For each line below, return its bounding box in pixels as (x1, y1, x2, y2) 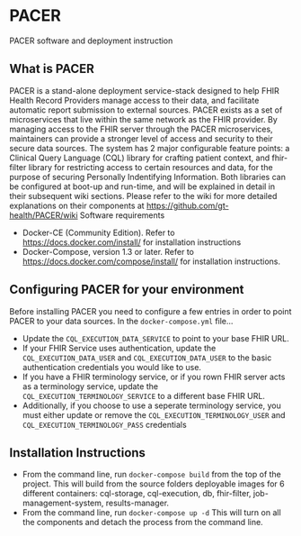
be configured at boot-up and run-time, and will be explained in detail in (9, 181, 276, 192)
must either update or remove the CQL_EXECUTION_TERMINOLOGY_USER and (22, 409, 286, 420)
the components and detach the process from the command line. (22, 517, 263, 528)
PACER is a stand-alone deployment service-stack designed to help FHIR (9, 85, 280, 95)
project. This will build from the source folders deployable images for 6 (22, 478, 285, 489)
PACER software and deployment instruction (9, 35, 173, 46)
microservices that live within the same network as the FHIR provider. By (9, 114, 279, 124)
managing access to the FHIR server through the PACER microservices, (9, 123, 273, 134)
